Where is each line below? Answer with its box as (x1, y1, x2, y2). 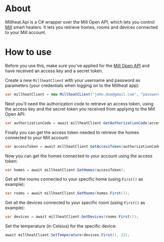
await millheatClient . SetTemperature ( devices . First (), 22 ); (5, 233, 130, 238)
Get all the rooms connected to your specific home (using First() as (5, 176, 143, 182)
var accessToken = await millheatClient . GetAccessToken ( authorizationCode (5, 144, 161, 149)
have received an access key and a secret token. (5, 68, 103, 74)
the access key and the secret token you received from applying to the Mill (5, 106, 155, 112)
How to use (5, 47, 52, 58)
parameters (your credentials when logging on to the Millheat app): (5, 82, 140, 88)
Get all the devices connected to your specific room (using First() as (5, 200, 145, 205)
